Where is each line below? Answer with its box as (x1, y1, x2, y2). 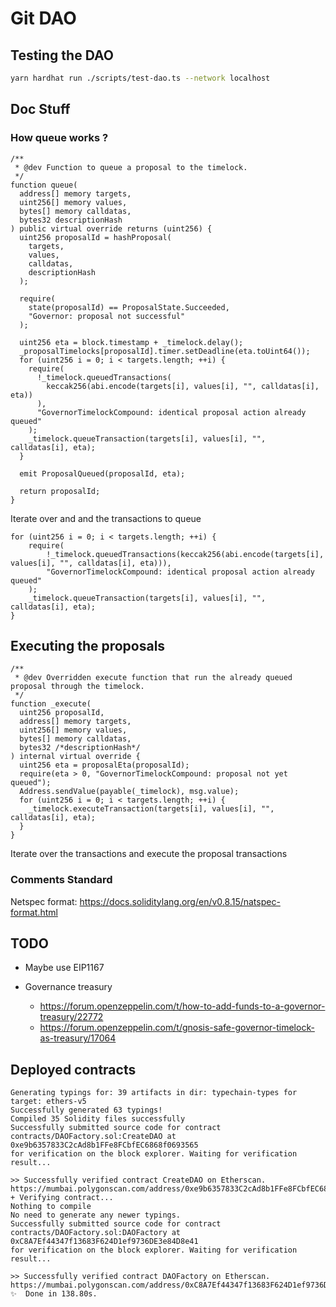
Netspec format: (10, 895, 78, 907)
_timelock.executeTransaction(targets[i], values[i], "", (28, 804, 275, 814)
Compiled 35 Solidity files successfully (10, 1114, 186, 1124)
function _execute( (10, 699, 92, 709)
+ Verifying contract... (10, 1193, 114, 1203)
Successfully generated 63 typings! (10, 1105, 163, 1116)
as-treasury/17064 (39, 1032, 117, 1044)
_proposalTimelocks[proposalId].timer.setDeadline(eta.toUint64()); (19, 346, 311, 356)
